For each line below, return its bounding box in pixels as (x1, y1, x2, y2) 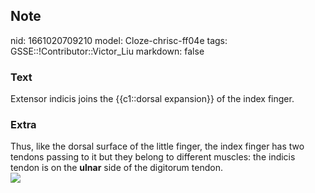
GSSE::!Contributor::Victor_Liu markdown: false (10, 45, 205, 57)
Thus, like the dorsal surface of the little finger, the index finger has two (10, 140, 305, 153)
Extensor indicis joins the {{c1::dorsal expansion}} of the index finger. (10, 93, 295, 105)
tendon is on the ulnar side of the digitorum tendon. (10, 162, 223, 174)
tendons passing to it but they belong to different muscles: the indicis (10, 151, 296, 163)
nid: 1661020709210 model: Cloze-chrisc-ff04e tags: (10, 34, 228, 46)
